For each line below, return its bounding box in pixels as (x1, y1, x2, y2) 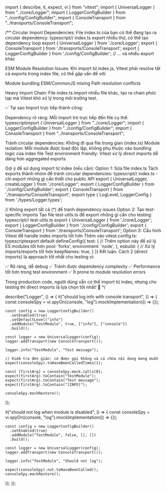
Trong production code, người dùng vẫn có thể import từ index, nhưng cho (5, 279, 157, 285)
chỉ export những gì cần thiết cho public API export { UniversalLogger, (5, 176, 148, 182)
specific (5, 212, 22, 217)
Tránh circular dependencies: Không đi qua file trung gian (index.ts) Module (5, 140, 160, 146)
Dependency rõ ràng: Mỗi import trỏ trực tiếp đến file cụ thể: (5, 115, 129, 120)
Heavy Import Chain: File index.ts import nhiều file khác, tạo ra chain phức (5, 90, 157, 96)
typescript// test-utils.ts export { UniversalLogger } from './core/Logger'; (5, 217, 153, 223)
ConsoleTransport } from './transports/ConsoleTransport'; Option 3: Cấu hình (5, 228, 162, 233)
